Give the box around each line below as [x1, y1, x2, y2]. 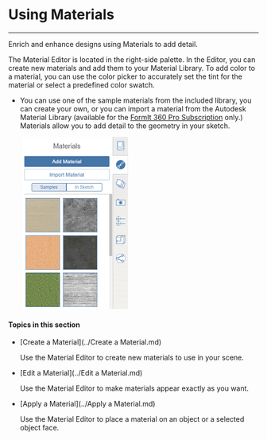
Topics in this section [8, 320, 81, 329]
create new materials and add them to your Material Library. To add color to [8, 63, 256, 72]
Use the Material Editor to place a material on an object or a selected [19, 415, 245, 424]
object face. [19, 423, 60, 433]
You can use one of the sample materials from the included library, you [19, 95, 252, 105]
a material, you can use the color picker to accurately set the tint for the [8, 72, 242, 81]
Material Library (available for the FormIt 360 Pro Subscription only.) [19, 112, 244, 122]
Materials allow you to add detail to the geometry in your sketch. [19, 121, 230, 130]
